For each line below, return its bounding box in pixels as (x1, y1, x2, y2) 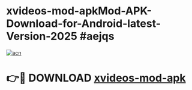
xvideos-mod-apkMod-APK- (6, 4, 152, 18)
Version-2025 (6, 30, 78, 43)
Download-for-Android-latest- (6, 17, 161, 30)
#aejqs (79, 30, 115, 43)
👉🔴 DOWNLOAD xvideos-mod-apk (6, 72, 186, 85)
